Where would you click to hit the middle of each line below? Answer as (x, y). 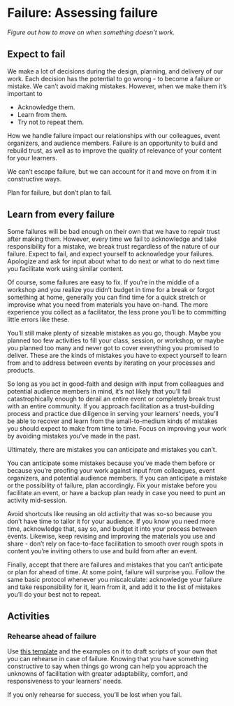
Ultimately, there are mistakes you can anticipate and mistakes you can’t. (112, 449)
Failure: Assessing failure (83, 13)
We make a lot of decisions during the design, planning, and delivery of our (115, 71)
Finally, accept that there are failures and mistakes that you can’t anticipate (115, 565)
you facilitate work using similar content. (65, 268)
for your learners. (32, 158)
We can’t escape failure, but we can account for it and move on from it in (112, 171)
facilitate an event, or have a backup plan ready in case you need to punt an (116, 492)
